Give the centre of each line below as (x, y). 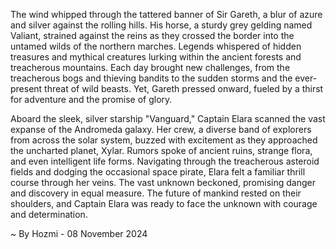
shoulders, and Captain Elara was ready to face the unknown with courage (164, 203)
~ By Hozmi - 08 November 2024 (79, 233)
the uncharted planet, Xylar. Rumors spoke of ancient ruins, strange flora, (161, 150)
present (26, 88)
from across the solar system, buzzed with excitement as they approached (164, 140)
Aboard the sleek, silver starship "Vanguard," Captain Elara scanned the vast (168, 118)
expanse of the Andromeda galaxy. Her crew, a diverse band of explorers (161, 129)
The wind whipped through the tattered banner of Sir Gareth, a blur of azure (166, 14)
